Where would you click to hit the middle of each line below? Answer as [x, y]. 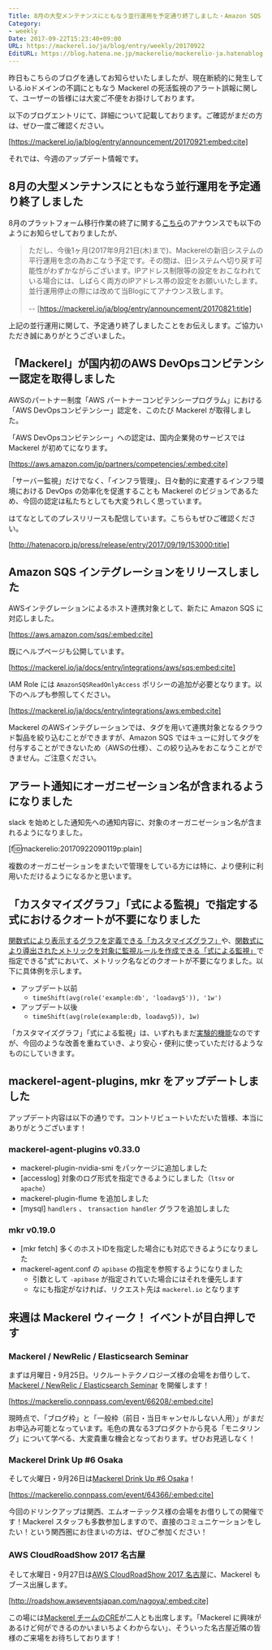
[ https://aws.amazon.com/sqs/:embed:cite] [81, 635]
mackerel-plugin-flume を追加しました [84, 1199]
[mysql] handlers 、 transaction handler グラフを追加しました [125, 1209]
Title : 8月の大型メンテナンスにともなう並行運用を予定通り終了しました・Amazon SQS [135, 16]
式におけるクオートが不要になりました [104, 920]
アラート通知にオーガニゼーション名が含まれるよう [136, 786]
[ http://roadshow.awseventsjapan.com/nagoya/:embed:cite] [109, 1600]
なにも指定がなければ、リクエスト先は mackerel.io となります [136, 1289]
